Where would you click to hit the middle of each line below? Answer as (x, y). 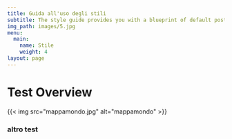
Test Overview (50, 92)
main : (21, 39)
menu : (15, 33)
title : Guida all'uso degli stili (57, 13)
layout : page (26, 58)
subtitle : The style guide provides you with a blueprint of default (109, 20)
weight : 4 (34, 52)
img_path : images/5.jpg (41, 26)
